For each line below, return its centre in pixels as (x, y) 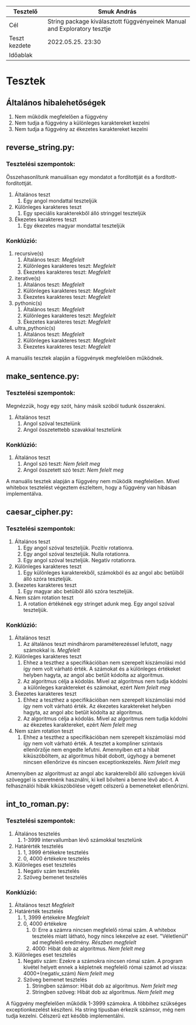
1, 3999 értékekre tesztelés (56, 852)
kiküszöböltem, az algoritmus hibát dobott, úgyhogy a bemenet (99, 756)
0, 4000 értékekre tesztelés (57, 858)
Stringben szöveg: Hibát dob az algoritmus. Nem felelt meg (103, 992)
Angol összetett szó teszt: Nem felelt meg (73, 470)
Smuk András (118, 11)
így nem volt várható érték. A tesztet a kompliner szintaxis (93, 743)
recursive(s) (29, 253)
